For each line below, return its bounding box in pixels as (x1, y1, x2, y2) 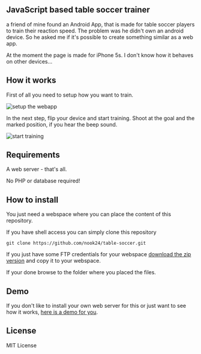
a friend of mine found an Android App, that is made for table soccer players (6, 20, 195, 28)
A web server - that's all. (6, 166, 67, 173)
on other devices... (6, 58, 53, 65)
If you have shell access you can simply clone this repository (6, 229, 157, 236)
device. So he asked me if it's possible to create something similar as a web (6, 33, 193, 41)
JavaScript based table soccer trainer (6, 5, 150, 15)
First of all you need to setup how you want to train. (6, 91, 134, 98)
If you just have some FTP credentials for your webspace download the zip (6, 251, 191, 258)
